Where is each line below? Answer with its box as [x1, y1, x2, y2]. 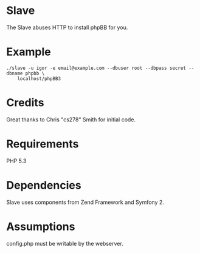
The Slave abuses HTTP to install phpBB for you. [6, 24, 128, 31]
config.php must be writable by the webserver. [6, 240, 123, 247]
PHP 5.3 [6, 157, 27, 164]
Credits [6, 96, 44, 110]
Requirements [6, 137, 79, 150]
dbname [6, 70, 23, 76]
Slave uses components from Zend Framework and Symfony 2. [6, 198, 164, 206]
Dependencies [6, 178, 81, 192]
